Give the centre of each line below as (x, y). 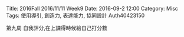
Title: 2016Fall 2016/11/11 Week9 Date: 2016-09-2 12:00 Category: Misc (92, 9)
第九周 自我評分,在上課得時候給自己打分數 (57, 28)
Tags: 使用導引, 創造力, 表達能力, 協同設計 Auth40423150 (75, 15)
